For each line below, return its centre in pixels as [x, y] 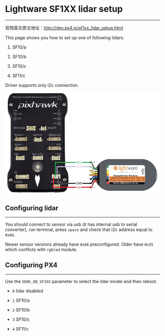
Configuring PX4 [31, 265]
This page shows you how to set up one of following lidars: [65, 37]
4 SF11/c [20, 329]
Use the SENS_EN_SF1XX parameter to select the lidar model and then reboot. [81, 282]
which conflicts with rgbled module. [41, 250]
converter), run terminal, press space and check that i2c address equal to [79, 230]
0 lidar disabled [27, 291]
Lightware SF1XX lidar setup [64, 9]
